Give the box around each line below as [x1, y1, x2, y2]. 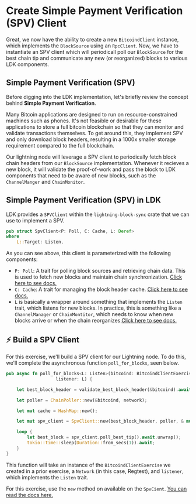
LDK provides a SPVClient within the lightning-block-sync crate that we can [6, 211, 190, 218]
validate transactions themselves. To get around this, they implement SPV [6, 129, 183, 136]
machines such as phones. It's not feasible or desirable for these [6, 117, 162, 124]
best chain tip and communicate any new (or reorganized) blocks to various [6, 54, 188, 61]
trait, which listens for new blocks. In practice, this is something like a [14, 304, 181, 311]
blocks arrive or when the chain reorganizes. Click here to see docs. [14, 317, 177, 324]
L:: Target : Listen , [16, 239, 64, 245]
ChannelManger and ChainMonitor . [6, 178, 85, 185]
